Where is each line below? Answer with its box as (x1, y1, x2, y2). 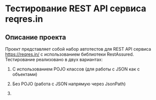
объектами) (12, 71, 38, 77)
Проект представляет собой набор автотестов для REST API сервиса (5, 46, 152, 52)
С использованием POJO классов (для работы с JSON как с (12, 66, 140, 72)
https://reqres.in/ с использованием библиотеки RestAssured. (5, 51, 134, 57)
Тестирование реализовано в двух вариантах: (5, 57, 103, 62)
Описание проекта (5, 33, 66, 41)
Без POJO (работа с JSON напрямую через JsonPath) (12, 81, 126, 87)
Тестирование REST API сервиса (5, 3, 147, 14)
